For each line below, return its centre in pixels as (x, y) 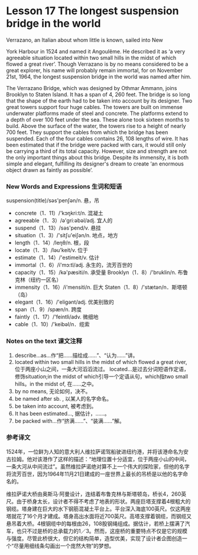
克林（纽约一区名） (38, 280)
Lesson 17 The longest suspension (92, 11)
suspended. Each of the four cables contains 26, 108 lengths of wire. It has (97, 138)
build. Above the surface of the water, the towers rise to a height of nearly (96, 126)
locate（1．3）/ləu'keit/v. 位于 (51, 250)
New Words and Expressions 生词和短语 (64, 186)
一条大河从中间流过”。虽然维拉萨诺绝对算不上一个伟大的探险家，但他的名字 (98, 466)
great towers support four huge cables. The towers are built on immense (95, 107)
